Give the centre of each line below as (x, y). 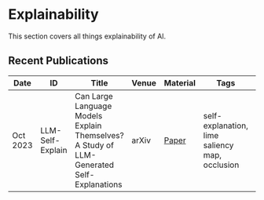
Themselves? (99, 135)
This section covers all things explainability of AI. (87, 36)
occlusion (221, 165)
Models (88, 115)
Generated (94, 165)
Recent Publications (58, 61)
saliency (218, 145)
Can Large (94, 96)
